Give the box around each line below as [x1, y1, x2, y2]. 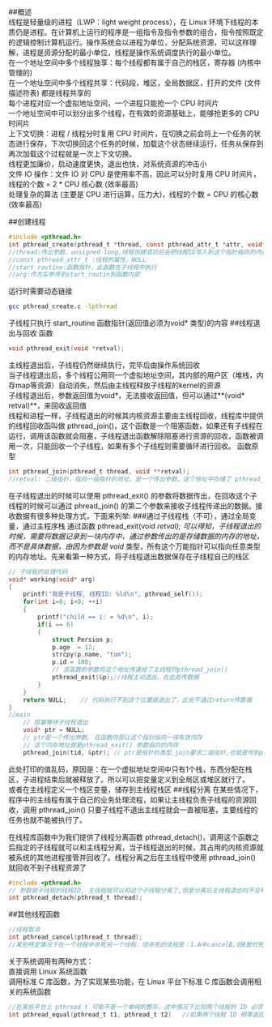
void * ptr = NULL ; [23, 726, 85, 734]
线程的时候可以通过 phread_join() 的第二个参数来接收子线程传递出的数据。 [8, 501, 256, 511]
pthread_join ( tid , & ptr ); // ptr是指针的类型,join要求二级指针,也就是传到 [23, 748, 260, 756]
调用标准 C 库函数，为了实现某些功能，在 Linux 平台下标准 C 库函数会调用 [8, 976, 255, 986]
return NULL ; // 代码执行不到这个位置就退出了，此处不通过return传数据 [23, 695, 253, 704]
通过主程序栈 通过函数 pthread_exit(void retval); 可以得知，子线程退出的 [22, 521, 261, 531]
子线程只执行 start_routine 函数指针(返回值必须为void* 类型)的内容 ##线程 [8, 319, 253, 328]
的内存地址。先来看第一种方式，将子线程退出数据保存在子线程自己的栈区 [8, 551, 249, 561]
